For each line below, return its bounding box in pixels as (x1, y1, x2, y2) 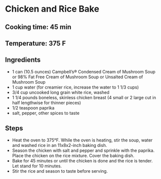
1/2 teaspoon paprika (12, 105, 55, 110)
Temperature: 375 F (5, 39, 66, 47)
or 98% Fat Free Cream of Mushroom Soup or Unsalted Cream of (12, 74, 143, 80)
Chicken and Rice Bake (5, 3, 100, 15)
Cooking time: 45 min (5, 23, 72, 31)
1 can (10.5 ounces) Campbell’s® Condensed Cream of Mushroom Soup (12, 69, 156, 74)
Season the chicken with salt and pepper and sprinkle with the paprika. (12, 147, 155, 153)
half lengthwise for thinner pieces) (12, 100, 81, 106)
